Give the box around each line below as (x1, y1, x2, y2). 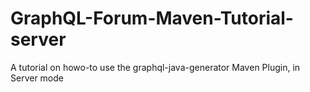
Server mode (10, 72, 64, 84)
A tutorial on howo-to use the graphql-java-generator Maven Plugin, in (10, 61, 301, 73)
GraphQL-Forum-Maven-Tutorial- (10, 7, 294, 30)
